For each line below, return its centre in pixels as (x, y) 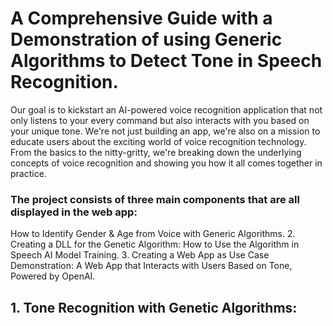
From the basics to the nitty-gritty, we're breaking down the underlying (156, 152)
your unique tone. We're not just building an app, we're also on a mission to (165, 131)
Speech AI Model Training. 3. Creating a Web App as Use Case (140, 255)
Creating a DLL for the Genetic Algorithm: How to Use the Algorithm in (155, 244)
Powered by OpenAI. (53, 276)
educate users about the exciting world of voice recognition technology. (158, 141)
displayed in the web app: (74, 212)
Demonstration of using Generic (146, 39)
